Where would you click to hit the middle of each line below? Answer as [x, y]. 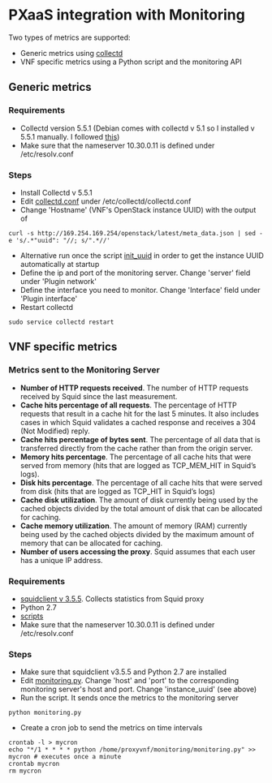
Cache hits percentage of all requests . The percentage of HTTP [128, 405]
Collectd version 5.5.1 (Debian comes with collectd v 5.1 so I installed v [137, 128]
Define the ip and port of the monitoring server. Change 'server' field [135, 273]
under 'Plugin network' [58, 281]
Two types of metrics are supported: [70, 37]
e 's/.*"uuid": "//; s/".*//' [60, 240]
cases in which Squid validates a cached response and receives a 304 [138, 422]
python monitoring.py [45, 713]
